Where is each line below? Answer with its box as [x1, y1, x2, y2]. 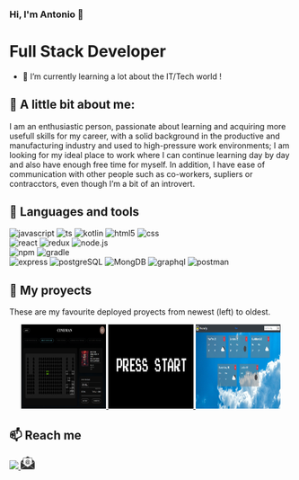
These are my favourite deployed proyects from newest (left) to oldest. [9, 307, 271, 317]
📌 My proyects [9, 282, 92, 298]
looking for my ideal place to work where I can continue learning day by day [9, 149, 290, 160]
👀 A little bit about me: [9, 97, 136, 112]
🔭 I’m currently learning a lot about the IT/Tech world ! [22, 71, 222, 82]
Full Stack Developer [9, 41, 166, 62]
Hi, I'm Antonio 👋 [9, 8, 84, 21]
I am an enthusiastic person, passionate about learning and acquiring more [9, 120, 286, 131]
